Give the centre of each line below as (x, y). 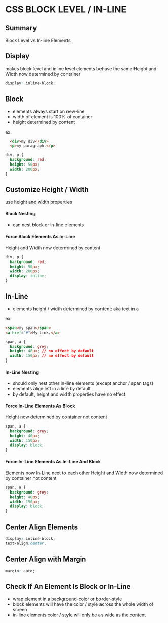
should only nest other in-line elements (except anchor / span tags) (83, 383)
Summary (21, 28)
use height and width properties (39, 202)
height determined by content (44, 122)
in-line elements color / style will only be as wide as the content (79, 615)
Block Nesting (20, 214)
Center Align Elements (42, 527)
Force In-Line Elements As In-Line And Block (53, 462)
